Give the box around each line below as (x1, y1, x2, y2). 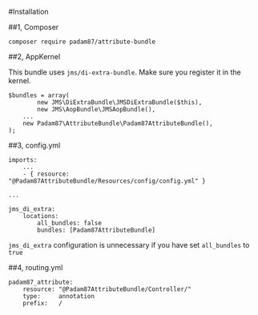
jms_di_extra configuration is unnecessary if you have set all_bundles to (8, 240, 250, 249)
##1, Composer (8, 22, 59, 31)
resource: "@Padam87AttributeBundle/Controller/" (22, 285, 192, 293)
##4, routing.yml (8, 263, 63, 272)
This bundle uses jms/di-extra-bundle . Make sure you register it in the (8, 67, 242, 77)
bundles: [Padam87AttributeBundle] (37, 226, 156, 234)
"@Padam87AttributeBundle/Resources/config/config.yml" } (8, 177, 206, 185)
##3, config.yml (8, 140, 61, 150)
